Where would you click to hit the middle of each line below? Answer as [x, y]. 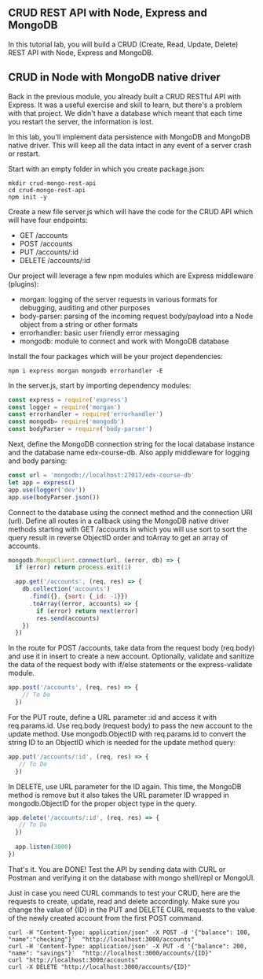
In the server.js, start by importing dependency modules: [100, 385]
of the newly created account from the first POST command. [106, 918]
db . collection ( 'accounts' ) [66, 589]
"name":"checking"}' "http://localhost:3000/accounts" [101, 939]
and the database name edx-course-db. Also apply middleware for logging [129, 452]
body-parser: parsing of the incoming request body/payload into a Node [136, 316]
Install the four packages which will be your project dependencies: [116, 356]
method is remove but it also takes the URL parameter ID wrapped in [119, 795]
